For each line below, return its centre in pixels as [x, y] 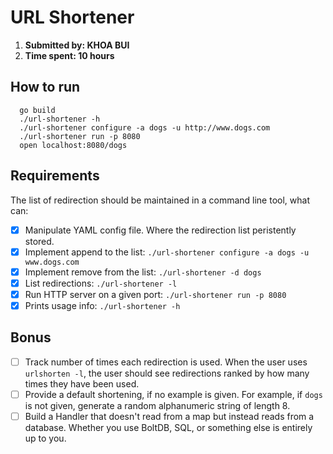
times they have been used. [82, 383]
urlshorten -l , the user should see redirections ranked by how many [167, 373]
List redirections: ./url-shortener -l [101, 283]
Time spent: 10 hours [69, 55]
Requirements [55, 176]
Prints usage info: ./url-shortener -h [102, 305]
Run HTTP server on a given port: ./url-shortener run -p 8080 [155, 294]
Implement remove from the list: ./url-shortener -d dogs [143, 272]
